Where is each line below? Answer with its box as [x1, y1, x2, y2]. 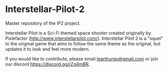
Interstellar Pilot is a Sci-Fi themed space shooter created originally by [5, 30, 151, 36]
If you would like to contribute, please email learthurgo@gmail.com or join [5, 55, 158, 61]
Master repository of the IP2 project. [5, 20, 81, 26]
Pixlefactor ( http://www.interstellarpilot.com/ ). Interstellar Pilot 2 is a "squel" [5, 35, 163, 41]
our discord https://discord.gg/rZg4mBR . [5, 61, 90, 67]
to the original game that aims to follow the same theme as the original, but [5, 40, 160, 46]
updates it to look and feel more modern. [5, 46, 90, 52]
